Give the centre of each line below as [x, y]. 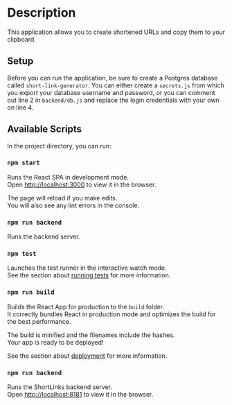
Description [42, 13]
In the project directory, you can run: [59, 146]
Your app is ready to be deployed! [55, 342]
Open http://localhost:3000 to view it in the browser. [82, 184]
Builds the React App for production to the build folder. [86, 307]
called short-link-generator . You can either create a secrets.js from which [116, 85]
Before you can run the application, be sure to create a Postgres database [113, 78]
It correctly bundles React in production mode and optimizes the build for [111, 314]
